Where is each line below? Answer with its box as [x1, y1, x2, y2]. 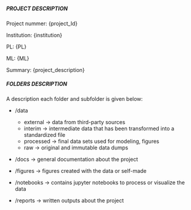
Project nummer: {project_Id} [6, 20, 78, 27]
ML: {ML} [6, 55, 30, 62]
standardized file [23, 131, 66, 138]
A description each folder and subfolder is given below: [6, 95, 143, 102]
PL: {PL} [6, 43, 27, 50]
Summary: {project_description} [6, 66, 85, 73]
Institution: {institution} [6, 31, 63, 38]
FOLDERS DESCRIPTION [6, 80, 68, 87]
